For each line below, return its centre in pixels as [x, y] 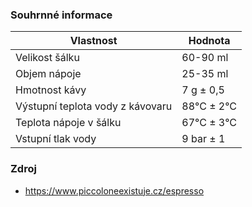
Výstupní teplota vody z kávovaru [94, 106]
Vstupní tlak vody [56, 139]
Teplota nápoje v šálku [68, 123]
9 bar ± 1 [203, 139]
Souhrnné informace [61, 15]
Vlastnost [93, 41]
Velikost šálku [47, 58]
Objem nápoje [48, 74]
